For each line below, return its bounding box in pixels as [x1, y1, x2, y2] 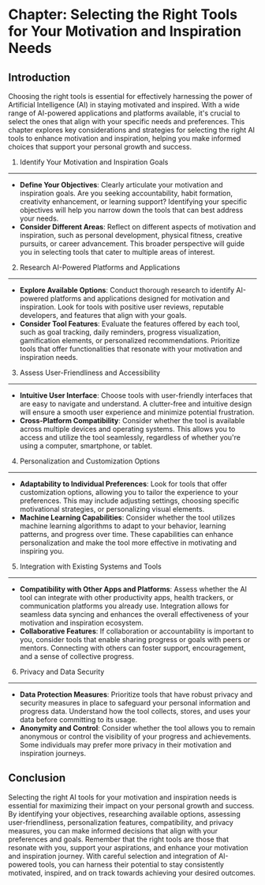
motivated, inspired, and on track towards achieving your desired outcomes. [8, 868, 256, 877]
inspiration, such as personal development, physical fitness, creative [19, 231, 243, 240]
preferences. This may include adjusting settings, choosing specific [19, 496, 240, 505]
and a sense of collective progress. [19, 652, 134, 661]
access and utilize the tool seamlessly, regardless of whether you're [19, 433, 241, 442]
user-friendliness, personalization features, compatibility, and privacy [8, 817, 234, 827]
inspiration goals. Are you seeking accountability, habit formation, [19, 188, 233, 198]
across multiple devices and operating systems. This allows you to [19, 425, 236, 433]
